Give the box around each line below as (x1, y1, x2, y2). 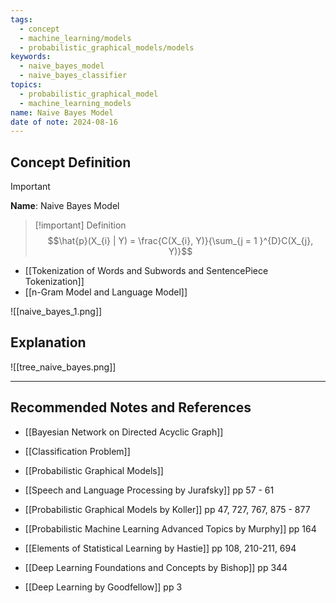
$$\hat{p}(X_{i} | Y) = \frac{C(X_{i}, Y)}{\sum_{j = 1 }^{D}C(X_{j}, (47, 235, 314, 247)
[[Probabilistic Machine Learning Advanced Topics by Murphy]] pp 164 (24, 522, 317, 535)
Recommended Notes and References (10, 399, 252, 416)
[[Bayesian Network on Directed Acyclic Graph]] (24, 426, 224, 438)
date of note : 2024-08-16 (10, 117, 118, 127)
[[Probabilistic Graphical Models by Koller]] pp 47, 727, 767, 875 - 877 (24, 503, 311, 515)
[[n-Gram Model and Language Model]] (24, 286, 188, 298)
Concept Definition (10, 154, 132, 171)
